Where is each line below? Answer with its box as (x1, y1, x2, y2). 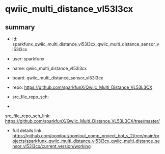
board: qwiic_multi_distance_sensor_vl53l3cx (12, 75, 103, 80)
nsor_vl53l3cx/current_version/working (12, 143, 91, 149)
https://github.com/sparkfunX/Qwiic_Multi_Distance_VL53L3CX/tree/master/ (5, 118, 160, 124)
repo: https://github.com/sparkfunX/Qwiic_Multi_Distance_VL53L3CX (12, 84, 153, 90)
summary (5, 23, 35, 31)
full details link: (12, 128, 43, 133)
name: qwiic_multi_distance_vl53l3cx (12, 65, 87, 71)
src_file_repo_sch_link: (5, 113, 51, 119)
